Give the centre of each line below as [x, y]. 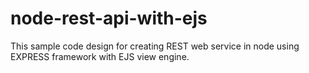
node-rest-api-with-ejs [109, 18]
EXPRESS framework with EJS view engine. [100, 56]
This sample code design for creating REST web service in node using [155, 46]
